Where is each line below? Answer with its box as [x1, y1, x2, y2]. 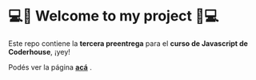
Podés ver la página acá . [8, 62, 92, 72]
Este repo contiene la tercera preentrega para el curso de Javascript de [8, 38, 248, 48]
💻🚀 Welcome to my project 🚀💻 [8, 7, 219, 25]
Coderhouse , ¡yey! [8, 47, 70, 56]
